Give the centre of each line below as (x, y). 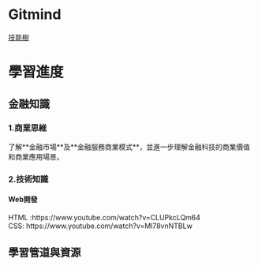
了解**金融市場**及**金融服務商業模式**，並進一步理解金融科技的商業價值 (129, 147)
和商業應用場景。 (36, 156)
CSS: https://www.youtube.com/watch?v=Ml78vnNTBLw (101, 226)
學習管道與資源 (45, 253)
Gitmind (35, 15)
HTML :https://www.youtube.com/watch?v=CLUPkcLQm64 (105, 217)
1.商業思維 (28, 128)
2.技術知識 (28, 179)
